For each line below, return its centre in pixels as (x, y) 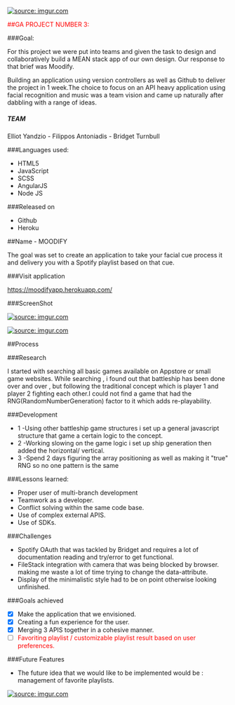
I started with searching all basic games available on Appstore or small (109, 371)
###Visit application (36, 276)
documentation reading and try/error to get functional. (95, 557)
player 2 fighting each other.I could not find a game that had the (99, 394)
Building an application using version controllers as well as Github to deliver (116, 80)
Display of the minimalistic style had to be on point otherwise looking (117, 579)
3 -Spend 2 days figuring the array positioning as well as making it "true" (123, 458)
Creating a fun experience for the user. (73, 622)
